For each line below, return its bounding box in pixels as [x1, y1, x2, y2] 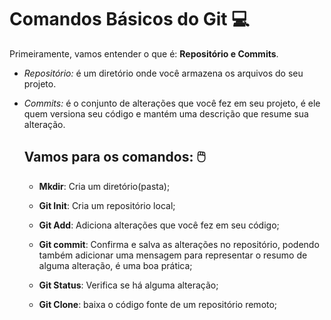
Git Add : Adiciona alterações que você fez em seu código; [38, 219, 280, 231]
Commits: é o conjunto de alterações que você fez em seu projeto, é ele [23, 97, 321, 109]
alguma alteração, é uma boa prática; [38, 259, 193, 271]
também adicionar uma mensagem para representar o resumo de [38, 249, 308, 261]
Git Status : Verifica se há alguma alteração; [38, 279, 219, 291]
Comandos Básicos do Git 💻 [9, 8, 250, 31]
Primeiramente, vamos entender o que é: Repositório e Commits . [9, 47, 279, 60]
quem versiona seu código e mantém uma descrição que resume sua [23, 107, 309, 120]
